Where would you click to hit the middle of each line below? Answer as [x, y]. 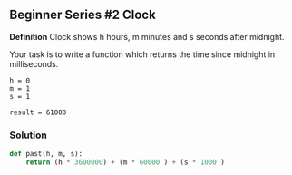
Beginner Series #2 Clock [83, 15]
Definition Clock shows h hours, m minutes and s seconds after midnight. [147, 36]
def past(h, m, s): [46, 154]
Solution [29, 135]
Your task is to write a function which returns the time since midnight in [142, 54]
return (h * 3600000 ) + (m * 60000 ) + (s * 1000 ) [125, 162]
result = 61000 [38, 112]
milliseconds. [34, 63]
